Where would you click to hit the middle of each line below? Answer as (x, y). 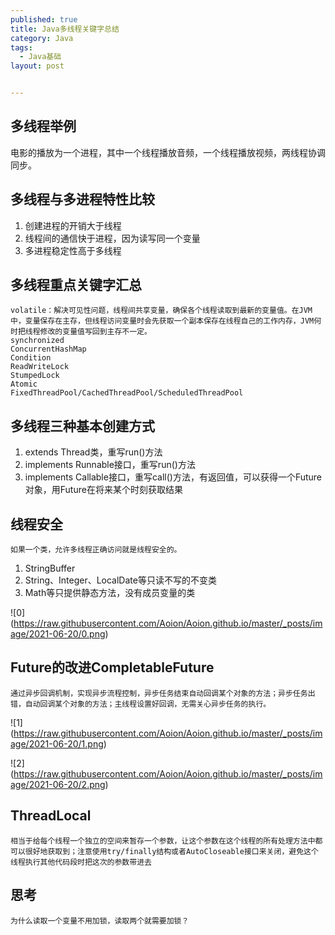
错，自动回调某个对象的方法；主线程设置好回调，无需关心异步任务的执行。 (141, 704)
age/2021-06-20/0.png (58, 634)
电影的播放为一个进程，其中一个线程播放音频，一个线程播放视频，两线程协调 (168, 152)
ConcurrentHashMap (48, 349)
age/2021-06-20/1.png (57, 743)
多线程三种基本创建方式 (82, 426)
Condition (31, 358)
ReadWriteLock (40, 367)
